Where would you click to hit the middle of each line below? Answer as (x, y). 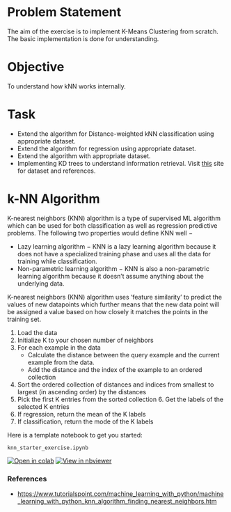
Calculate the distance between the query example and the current (124, 355)
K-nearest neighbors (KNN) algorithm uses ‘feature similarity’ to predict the (115, 297)
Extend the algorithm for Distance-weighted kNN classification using (115, 134)
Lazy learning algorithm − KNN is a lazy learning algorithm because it (117, 246)
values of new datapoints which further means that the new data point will (113, 304)
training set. (24, 319)
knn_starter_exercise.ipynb (48, 448)
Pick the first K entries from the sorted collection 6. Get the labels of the (120, 399)
